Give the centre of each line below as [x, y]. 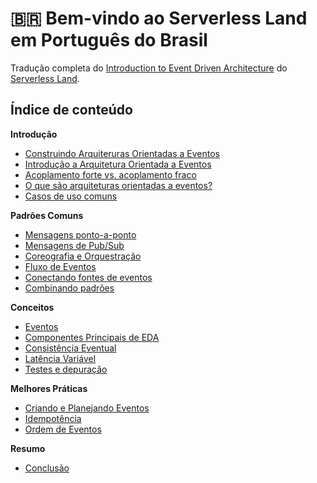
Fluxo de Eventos [60, 266]
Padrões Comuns [47, 215]
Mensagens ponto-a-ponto [80, 234]
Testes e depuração [66, 369]
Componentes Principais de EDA [92, 337]
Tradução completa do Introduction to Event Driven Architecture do [149, 68]
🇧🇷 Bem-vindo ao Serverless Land [159, 18]
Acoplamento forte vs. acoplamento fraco [110, 174]
